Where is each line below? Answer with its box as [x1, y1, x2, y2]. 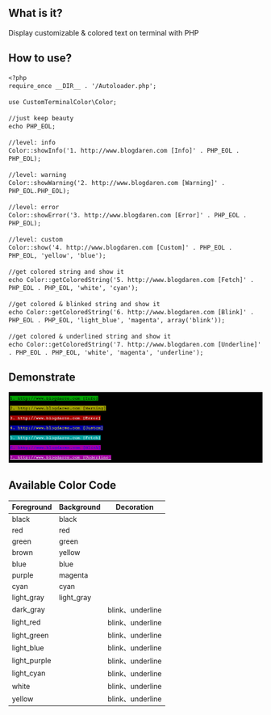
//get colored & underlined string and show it [8, 332, 172, 340]
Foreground [11, 503, 52, 512]
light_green [11, 630, 49, 640]
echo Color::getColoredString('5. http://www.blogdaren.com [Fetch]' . [8, 275, 254, 284]
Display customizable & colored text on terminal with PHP [8, 27, 199, 37]
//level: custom [8, 235, 63, 243]
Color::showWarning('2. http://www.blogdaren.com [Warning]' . [8, 179, 226, 187]
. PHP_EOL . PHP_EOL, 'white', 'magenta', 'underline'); [8, 348, 204, 356]
